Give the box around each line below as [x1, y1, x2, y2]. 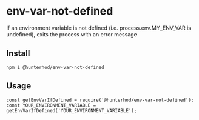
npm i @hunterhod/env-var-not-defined [6, 64, 104, 70]
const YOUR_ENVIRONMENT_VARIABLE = [6, 102, 96, 108]
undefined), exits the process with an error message [6, 30, 138, 38]
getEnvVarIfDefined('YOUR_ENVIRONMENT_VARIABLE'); [6, 107, 137, 113]
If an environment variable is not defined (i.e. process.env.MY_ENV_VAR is [6, 24, 191, 32]
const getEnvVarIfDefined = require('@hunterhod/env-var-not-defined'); [6, 97, 194, 103]
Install [6, 48, 30, 59]
